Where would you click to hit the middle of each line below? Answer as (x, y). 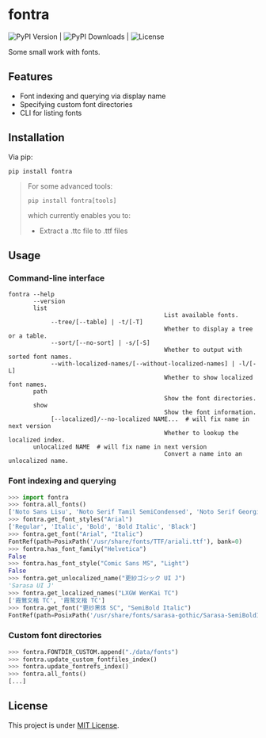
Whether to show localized (209, 378)
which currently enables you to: (79, 215)
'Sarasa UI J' (32, 586)
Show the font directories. (211, 399)
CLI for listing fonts (51, 113)
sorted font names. (40, 357)
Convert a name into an (203, 454)
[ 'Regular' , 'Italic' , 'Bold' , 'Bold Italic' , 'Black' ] (102, 527)
